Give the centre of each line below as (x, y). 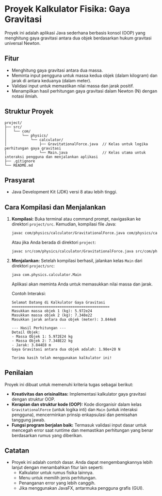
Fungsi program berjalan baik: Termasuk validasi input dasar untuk (79, 425)
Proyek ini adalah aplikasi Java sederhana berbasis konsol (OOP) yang (75, 33)
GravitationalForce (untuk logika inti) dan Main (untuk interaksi (74, 409)
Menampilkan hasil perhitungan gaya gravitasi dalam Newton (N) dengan (84, 91)
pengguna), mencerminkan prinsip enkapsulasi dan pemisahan (74, 415)
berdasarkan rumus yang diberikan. (47, 435)
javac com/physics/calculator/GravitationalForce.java (68, 233)
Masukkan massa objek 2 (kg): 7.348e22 (52, 315)
